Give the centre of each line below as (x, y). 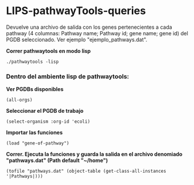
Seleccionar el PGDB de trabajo (45, 111)
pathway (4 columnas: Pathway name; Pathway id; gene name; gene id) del (97, 33)
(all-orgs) (19, 100)
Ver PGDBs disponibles (35, 89)
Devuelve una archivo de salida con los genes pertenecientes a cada (89, 27)
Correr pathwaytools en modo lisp (48, 51)
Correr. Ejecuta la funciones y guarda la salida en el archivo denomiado (94, 154)
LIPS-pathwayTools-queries (76, 11)
